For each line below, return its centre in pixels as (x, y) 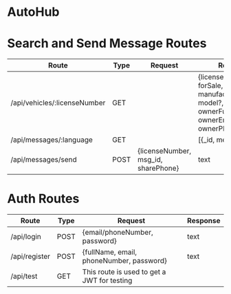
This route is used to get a (124, 272)
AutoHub (33, 12)
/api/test (24, 276)
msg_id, (150, 160)
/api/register (30, 257)
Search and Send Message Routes (107, 44)
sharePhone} (158, 168)
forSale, (211, 85)
